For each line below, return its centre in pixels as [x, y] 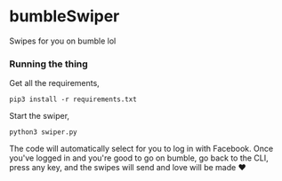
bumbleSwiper [64, 16]
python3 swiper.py [43, 132]
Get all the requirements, [54, 83]
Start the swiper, [39, 116]
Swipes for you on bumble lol [63, 41]
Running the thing [49, 64]
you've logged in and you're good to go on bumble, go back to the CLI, [139, 158]
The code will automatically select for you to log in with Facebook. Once [141, 149]
